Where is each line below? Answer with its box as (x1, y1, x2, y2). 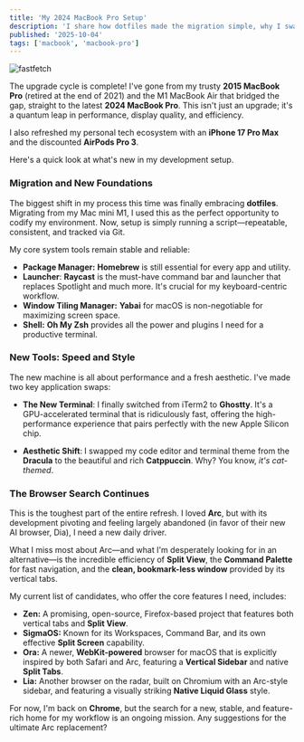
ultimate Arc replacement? (9, 722, 108, 733)
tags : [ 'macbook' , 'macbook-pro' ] (9, 38, 140, 48)
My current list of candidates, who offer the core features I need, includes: (9, 591, 287, 602)
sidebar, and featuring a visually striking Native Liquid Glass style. (22, 685, 271, 697)
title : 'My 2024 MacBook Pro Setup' (9, 13, 147, 23)
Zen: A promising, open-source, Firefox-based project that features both (22, 608, 294, 620)
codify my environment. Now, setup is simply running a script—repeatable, (9, 216, 288, 227)
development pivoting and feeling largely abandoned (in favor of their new (9, 518, 287, 528)
